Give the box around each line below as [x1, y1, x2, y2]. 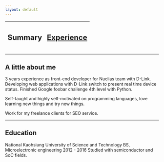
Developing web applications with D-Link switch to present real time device [5, 81, 157, 87]
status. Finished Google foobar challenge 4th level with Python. [5, 86, 133, 92]
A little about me [5, 63, 56, 71]
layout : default [5, 7, 38, 12]
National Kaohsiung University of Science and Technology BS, [5, 142, 130, 147]
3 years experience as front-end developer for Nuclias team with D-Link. [5, 76, 151, 82]
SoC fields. [5, 152, 27, 158]
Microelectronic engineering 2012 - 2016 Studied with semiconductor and [5, 147, 153, 153]
